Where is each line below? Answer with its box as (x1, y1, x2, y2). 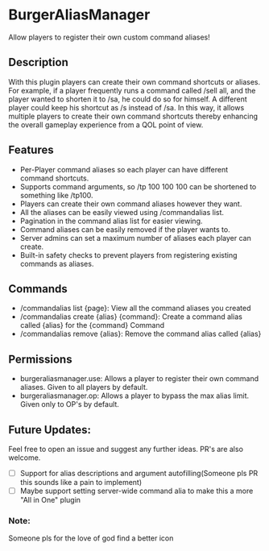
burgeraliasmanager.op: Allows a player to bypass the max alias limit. (19, 391, 250, 400)
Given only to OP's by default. (19, 400, 119, 409)
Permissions (8, 352, 72, 366)
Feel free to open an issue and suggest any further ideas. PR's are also (8, 445, 244, 454)
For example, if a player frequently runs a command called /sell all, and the (8, 85, 256, 95)
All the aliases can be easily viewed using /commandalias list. (19, 207, 224, 217)
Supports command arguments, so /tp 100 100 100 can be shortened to (19, 181, 257, 191)
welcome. (8, 453, 41, 462)
